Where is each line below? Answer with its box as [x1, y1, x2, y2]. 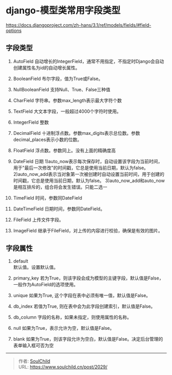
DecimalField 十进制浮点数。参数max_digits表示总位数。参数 [13, 130, 140, 136]
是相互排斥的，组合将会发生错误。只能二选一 [13, 184, 108, 190]
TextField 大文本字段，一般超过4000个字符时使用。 [13, 108, 121, 114]
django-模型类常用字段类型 [6, 5, 120, 16]
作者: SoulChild [18, 358, 51, 364]
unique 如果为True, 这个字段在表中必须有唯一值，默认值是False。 [13, 292, 151, 298]
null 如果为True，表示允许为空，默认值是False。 [13, 325, 114, 331]
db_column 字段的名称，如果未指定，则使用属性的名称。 [13, 314, 132, 320]
